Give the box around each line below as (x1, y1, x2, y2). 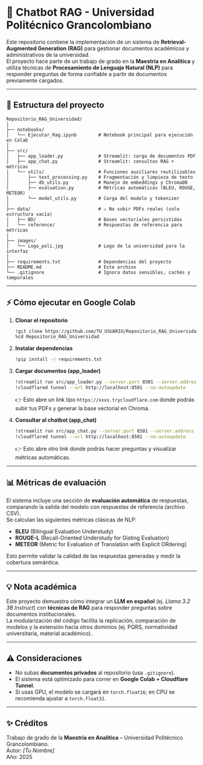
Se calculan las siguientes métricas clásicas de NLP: (6, 516, 137, 523)
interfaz (6, 248, 28, 254)
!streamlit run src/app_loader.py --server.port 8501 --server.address (14, 379, 199, 386)
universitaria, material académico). (6, 630, 92, 637)
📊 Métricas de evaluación (6, 477, 107, 488)
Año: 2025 (6, 753, 33, 760)
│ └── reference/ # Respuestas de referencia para (6, 222, 182, 228)
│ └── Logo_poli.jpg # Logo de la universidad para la (6, 243, 185, 249)
